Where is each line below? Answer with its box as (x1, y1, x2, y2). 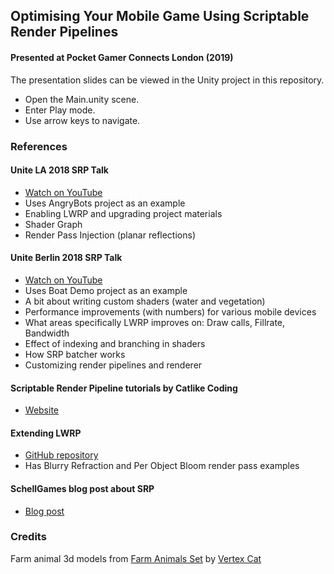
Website (24, 404, 60, 416)
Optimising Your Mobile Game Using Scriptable (10, 8, 310, 25)
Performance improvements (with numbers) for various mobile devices (24, 305, 317, 318)
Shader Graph (24, 218, 83, 230)
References (10, 139, 68, 153)
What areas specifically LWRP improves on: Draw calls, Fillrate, (24, 316, 286, 328)
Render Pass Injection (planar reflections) (24, 229, 196, 241)
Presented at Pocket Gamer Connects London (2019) (10, 51, 234, 63)
